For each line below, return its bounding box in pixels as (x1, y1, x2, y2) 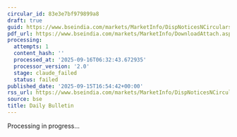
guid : (7, 23, 23, 30)
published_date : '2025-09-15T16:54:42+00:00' (7, 83, 143, 90)
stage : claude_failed (13, 69, 78, 76)
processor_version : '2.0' (13, 63, 90, 70)
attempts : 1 (13, 43, 49, 50)
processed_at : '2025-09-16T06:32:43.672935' (13, 56, 147, 64)
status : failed (13, 76, 59, 83)
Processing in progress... (7, 121, 80, 130)
